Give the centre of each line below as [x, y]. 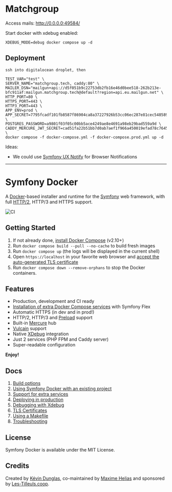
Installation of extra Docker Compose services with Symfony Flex [82, 307]
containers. [25, 273]
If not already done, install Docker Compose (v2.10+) [68, 240]
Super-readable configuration [44, 345]
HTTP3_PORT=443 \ [24, 106]
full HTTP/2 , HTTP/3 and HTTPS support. [49, 202]
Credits [17, 466]
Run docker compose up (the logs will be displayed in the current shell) [86, 251]
